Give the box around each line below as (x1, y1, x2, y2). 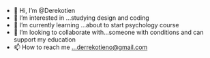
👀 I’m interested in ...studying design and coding (13, 14, 150, 22)
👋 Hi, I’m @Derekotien (13, 7, 76, 14)
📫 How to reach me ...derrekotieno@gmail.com (13, 43, 148, 51)
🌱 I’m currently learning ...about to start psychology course (13, 21, 179, 29)
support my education (13, 35, 76, 44)
